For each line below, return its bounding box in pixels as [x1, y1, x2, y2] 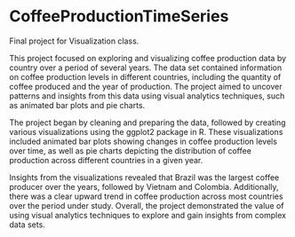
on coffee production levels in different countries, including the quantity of [9, 71, 282, 82]
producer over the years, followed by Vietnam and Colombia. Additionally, [9, 181, 279, 192]
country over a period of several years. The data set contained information [9, 62, 283, 73]
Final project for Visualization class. [9, 36, 140, 46]
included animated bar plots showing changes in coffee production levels [9, 136, 278, 146]
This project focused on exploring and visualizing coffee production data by [9, 52, 287, 63]
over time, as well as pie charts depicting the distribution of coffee [9, 145, 251, 156]
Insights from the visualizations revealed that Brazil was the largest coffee [9, 171, 280, 183]
